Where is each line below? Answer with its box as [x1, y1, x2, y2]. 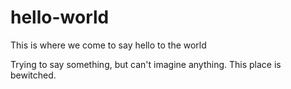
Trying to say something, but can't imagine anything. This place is [10, 58, 282, 70]
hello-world [10, 6, 110, 29]
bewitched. [10, 69, 57, 81]
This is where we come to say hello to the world [10, 39, 207, 51]
